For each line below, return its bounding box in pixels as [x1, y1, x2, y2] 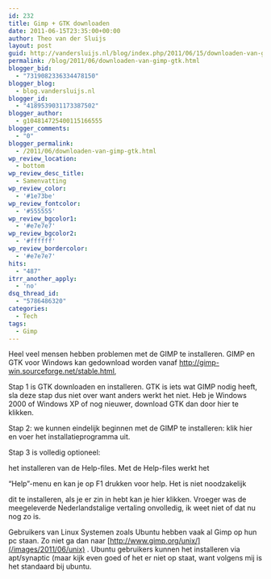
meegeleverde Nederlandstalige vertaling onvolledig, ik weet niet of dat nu [8, 503, 256, 513]
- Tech [15, 312, 38, 320]
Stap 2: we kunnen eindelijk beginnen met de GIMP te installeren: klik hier [8, 423, 252, 433]
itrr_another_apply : [8, 275, 78, 283]
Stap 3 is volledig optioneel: [8, 447, 101, 457]
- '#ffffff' [15, 237, 56, 245]
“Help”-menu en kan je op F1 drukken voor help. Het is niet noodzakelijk [8, 479, 247, 489]
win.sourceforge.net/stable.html [8, 367, 115, 376]
